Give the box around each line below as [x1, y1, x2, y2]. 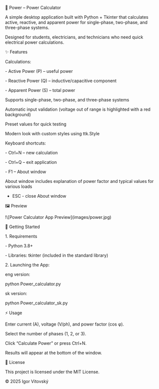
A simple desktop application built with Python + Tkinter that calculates [5, 14, 149, 20]
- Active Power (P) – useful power [5, 68, 73, 74]
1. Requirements [5, 234, 38, 239]
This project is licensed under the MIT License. [5, 369, 100, 375]
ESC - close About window [12, 193, 67, 199]
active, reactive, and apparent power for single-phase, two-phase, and [5, 20, 148, 25]
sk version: [5, 291, 27, 296]
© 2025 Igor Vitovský [5, 379, 49, 384]
